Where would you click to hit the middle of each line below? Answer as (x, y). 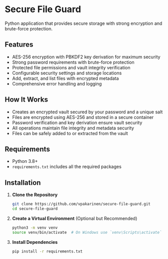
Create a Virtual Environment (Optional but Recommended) (75, 218)
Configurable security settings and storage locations (67, 73)
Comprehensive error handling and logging (57, 83)
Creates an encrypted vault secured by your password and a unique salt (87, 112)
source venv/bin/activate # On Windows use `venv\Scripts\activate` (87, 232)
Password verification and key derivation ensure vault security (77, 122)
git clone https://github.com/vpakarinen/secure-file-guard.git (81, 204)
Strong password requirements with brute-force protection (73, 62)
